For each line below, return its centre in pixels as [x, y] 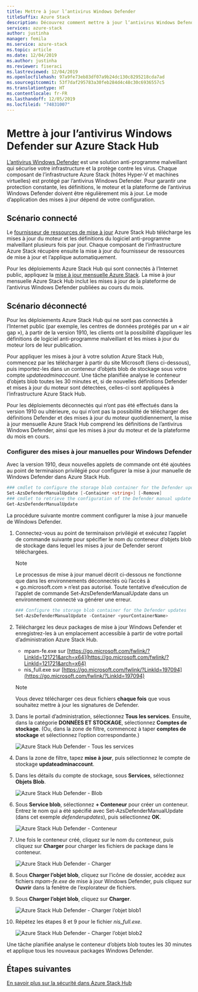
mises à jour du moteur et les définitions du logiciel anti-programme [89, 239]
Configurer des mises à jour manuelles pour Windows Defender [99, 451]
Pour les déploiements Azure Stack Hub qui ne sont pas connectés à [90, 320]
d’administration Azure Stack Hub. [56, 639]
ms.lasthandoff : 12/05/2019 [41, 99]
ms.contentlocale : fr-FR [37, 93]
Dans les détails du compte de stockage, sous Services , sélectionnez [100, 775]
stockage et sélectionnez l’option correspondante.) [77, 735]
